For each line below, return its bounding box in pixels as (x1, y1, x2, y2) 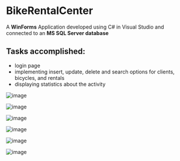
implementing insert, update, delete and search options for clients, (14, 68, 175, 75)
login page (14, 62, 41, 69)
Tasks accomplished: (6, 47, 86, 57)
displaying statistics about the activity (14, 80, 106, 87)
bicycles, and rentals (14, 74, 65, 81)
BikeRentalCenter (6, 4, 94, 17)
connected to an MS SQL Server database (6, 29, 109, 36)
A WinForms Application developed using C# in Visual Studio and (6, 23, 165, 30)
